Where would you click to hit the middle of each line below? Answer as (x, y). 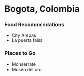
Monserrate (23, 64)
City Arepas (24, 35)
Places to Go (20, 53)
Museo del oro (26, 69)
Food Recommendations (35, 25)
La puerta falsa (27, 40)
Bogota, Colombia (42, 9)
